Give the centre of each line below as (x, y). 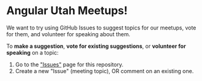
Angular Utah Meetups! (67, 11)
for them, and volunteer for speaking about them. (68, 34)
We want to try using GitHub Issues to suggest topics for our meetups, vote (101, 28)
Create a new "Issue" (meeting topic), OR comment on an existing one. (104, 71)
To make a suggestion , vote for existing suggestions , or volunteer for (96, 46)
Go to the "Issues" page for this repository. (69, 64)
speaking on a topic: (32, 52)
